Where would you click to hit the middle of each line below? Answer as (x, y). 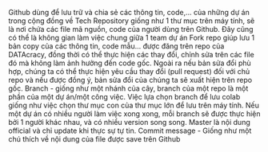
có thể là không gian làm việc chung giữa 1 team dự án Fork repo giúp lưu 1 (132, 37)
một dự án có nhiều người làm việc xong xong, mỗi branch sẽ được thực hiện (134, 114)
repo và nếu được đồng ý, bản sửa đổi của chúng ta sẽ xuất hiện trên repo (130, 80)
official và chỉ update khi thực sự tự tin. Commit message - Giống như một (130, 131)
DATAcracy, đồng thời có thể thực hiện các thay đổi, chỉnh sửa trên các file (131, 55)
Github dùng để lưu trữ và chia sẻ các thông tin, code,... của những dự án (129, 12)
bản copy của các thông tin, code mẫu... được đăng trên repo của (116, 46)
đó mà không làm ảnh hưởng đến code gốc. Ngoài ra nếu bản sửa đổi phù (130, 63)
